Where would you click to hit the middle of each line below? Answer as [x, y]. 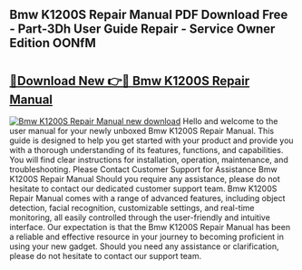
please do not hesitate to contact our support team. [106, 256]
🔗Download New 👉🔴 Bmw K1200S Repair [130, 81]
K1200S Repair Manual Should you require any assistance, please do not [145, 179]
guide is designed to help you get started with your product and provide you [151, 140]
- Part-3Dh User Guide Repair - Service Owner [142, 29]
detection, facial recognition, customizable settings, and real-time [132, 208]
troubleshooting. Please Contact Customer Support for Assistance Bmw [144, 169]
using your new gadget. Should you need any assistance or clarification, [144, 246]
